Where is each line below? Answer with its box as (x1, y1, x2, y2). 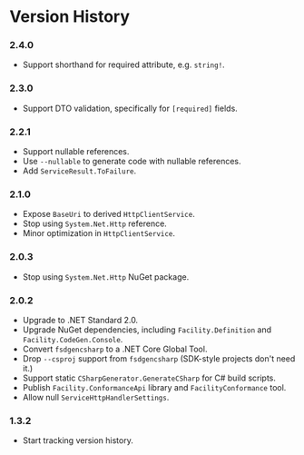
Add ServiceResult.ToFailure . (22, 165, 137, 176)
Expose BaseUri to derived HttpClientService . (22, 209, 195, 220)
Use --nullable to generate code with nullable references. (22, 156, 242, 167)
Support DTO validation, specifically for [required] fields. (22, 103, 238, 114)
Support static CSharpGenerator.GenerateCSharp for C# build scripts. (22, 372, 277, 383)
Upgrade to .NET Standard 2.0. (22, 314, 139, 325)
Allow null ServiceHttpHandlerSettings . (22, 391, 170, 402)
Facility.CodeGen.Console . (22, 333, 123, 344)
